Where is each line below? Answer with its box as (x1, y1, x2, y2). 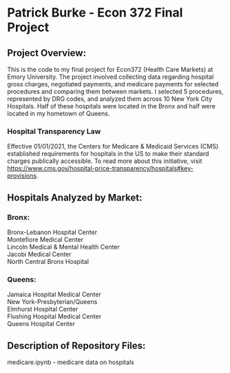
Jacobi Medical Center (7, 250, 72, 258)
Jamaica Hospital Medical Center (7, 290, 101, 298)
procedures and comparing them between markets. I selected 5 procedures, (7, 88, 224, 95)
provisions (7, 171, 36, 180)
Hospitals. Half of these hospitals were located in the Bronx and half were (7, 102, 216, 110)
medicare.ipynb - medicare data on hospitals (7, 358, 134, 367)
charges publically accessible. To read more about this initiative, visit (7, 157, 202, 165)
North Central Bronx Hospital (7, 257, 90, 265)
